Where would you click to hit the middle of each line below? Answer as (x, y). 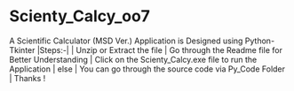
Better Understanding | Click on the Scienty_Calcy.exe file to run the (133, 59)
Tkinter (22, 49)
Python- (260, 41)
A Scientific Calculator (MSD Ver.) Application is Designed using (126, 41)
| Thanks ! (28, 78)
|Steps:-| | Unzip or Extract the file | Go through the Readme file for (159, 49)
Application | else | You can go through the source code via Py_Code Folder (147, 69)
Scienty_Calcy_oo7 (80, 16)
